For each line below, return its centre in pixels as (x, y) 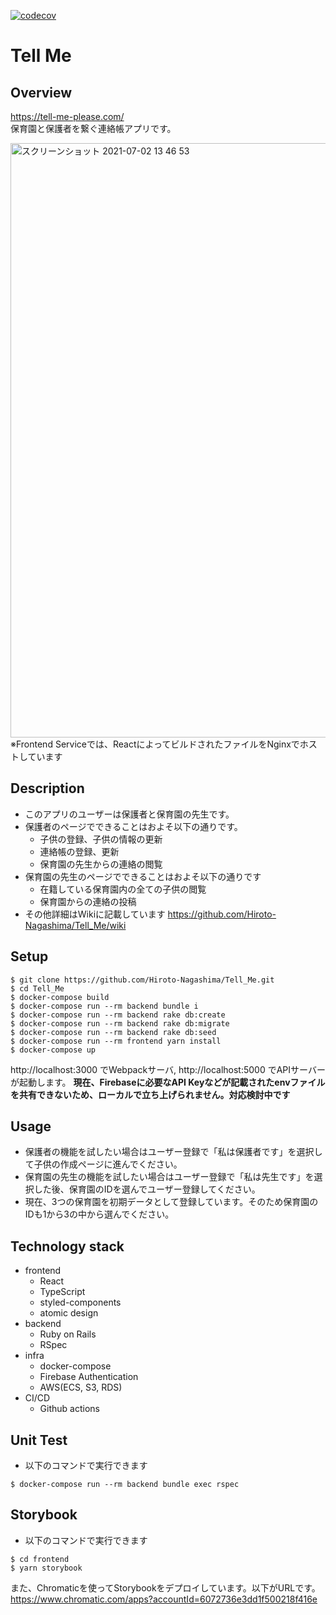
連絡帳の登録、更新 (79, 851)
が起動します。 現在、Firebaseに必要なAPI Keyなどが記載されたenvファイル (168, 1082)
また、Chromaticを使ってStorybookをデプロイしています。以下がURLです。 (165, 1587)
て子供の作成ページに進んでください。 (103, 1164)
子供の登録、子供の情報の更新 (101, 839)
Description (47, 788)
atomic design (69, 1313)
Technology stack (67, 1246)
